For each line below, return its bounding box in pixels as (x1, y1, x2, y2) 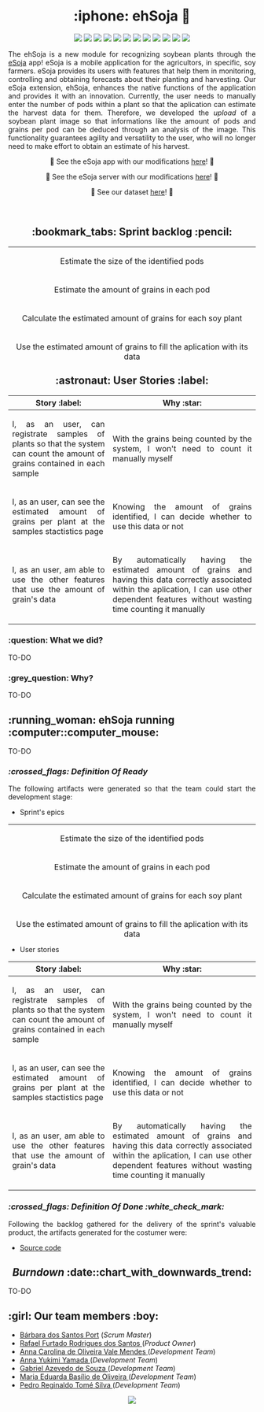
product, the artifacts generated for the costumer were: (8, 1228, 187, 1237)
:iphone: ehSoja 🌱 (73, 7, 191, 25)
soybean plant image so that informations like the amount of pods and (8, 116, 256, 125)
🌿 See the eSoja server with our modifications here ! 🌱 (46, 172, 218, 181)
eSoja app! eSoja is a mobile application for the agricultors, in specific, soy (8, 57, 256, 67)
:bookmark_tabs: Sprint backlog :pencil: (31, 225, 233, 239)
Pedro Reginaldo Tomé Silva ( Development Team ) (19, 1380, 181, 1390)
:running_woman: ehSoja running (8, 713, 175, 727)
